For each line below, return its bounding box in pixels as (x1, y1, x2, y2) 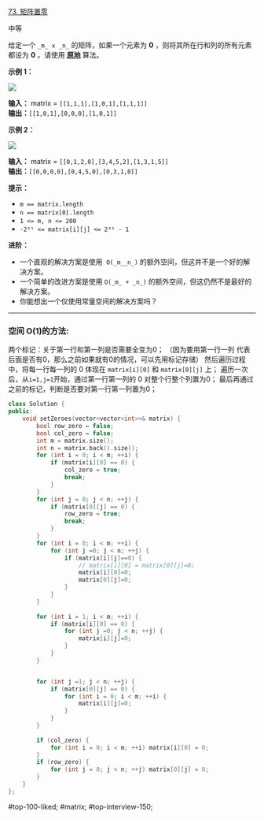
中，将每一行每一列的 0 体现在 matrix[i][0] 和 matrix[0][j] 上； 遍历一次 (8, 365, 249, 374)
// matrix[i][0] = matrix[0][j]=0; (78, 561, 195, 569)
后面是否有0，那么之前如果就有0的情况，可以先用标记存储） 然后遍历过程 (8, 355, 246, 364)
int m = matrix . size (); (36, 437, 114, 445)
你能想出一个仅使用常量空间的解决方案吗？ (19, 296, 158, 306)
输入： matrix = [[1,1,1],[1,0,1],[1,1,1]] (8, 99, 148, 108)
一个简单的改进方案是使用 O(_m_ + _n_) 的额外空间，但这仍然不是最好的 (19, 277, 252, 286)
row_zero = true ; (64, 510, 122, 518)
